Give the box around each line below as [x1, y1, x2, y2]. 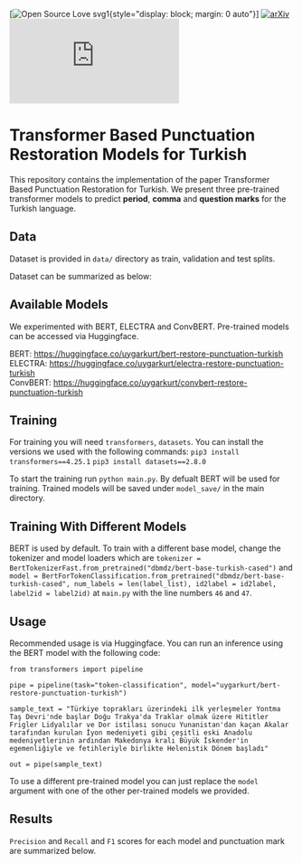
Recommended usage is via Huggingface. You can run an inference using [9, 638, 283, 649]
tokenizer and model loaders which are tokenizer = [9, 553, 202, 564]
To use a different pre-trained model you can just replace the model [9, 776, 260, 786]
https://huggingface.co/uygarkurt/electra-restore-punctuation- [49, 357, 285, 368]
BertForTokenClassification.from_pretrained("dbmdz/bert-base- [42, 572, 285, 581]
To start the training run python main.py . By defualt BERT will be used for [9, 473, 280, 484]
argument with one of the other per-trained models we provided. [9, 785, 250, 796]
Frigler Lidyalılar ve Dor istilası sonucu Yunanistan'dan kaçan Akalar [9, 720, 289, 729]
